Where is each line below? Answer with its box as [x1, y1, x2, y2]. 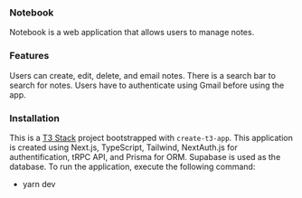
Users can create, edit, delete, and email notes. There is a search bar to [9, 70, 276, 80]
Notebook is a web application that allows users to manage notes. [9, 27, 255, 38]
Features [9, 50, 50, 62]
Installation [9, 111, 61, 124]
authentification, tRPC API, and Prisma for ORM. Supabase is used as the [9, 151, 281, 162]
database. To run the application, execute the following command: [9, 161, 256, 172]
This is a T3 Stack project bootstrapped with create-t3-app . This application [9, 132, 294, 143]
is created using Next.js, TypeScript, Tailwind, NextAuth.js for [9, 142, 238, 153]
